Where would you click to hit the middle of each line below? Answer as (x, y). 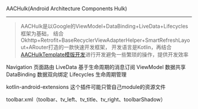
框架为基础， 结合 (42, 34)
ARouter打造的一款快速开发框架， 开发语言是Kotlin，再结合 (100, 47)
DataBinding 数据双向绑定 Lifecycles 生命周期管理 (66, 74)
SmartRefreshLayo (168, 40)
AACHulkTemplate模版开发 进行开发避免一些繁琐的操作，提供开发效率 (104, 54)
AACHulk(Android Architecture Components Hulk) (67, 9)
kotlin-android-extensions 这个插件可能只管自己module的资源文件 (86, 87)
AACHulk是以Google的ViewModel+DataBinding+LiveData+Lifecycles (104, 26)
